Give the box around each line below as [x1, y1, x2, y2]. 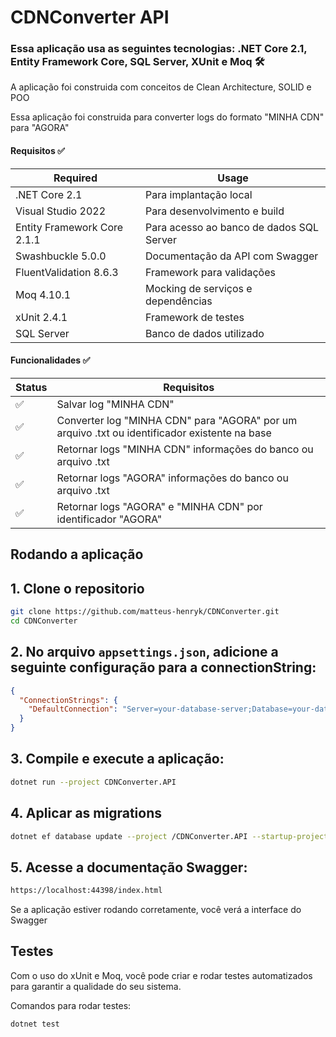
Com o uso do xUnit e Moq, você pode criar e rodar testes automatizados [10, 969, 313, 981]
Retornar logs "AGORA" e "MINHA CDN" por [56, 499, 263, 513]
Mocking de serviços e [145, 281, 253, 295]
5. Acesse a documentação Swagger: [10, 859, 248, 876]
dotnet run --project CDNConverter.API [10, 777, 177, 787]
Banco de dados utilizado [145, 326, 265, 340]
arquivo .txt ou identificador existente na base [56, 426, 272, 440]
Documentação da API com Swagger [145, 249, 319, 263]
